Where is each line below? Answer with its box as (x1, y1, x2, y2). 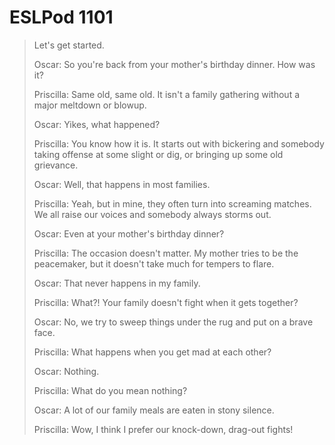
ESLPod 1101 (9, 6, 114, 29)
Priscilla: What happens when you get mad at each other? (33, 346, 272, 358)
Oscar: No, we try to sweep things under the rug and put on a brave (33, 316, 314, 328)
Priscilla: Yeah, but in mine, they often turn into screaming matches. (33, 197, 312, 210)
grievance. (33, 159, 79, 171)
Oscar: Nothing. (33, 365, 100, 377)
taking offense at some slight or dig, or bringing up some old (33, 148, 284, 160)
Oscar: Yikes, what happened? (33, 118, 161, 130)
